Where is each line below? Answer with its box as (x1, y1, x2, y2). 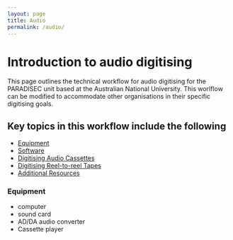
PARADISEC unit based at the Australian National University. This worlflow (7, 85, 223, 93)
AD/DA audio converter (17, 217, 86, 226)
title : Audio (7, 17, 46, 24)
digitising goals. (7, 100, 54, 108)
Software (17, 146, 45, 155)
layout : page (7, 10, 46, 18)
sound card (17, 210, 52, 219)
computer (17, 203, 47, 211)
